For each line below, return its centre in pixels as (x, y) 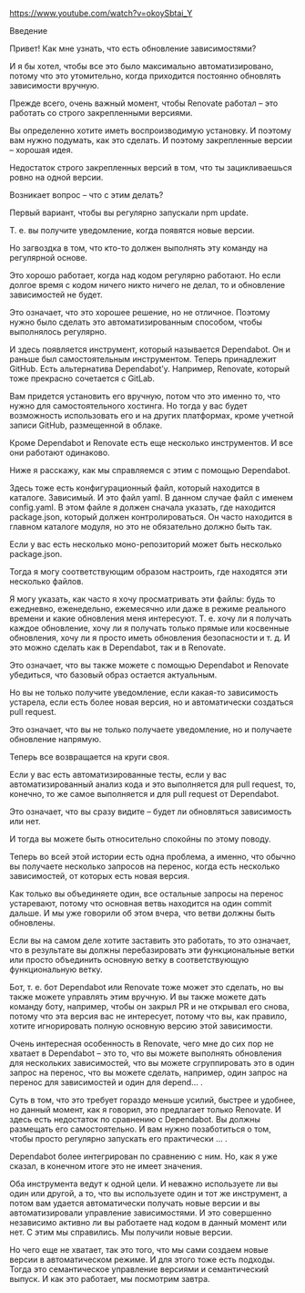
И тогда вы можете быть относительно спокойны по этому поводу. (140, 839)
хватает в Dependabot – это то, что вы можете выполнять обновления (146, 1053)
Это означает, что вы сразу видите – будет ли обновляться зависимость (151, 812)
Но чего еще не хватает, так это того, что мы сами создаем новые (139, 1250)
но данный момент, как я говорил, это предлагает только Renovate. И (146, 1110)
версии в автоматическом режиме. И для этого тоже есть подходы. (142, 1259)
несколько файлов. (46, 581)
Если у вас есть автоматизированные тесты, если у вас (118, 775)
